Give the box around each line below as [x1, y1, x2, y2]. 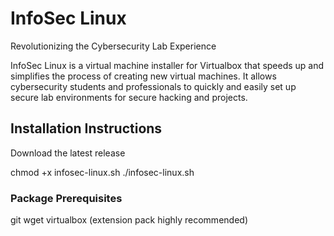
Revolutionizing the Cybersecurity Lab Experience [10, 40, 217, 52]
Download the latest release [10, 147, 126, 159]
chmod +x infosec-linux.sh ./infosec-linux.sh [10, 166, 195, 178]
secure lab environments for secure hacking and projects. [10, 91, 248, 103]
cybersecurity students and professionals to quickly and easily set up [10, 80, 297, 92]
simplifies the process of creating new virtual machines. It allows [10, 70, 277, 82]
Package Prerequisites [10, 191, 123, 205]
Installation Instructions [10, 120, 163, 137]
